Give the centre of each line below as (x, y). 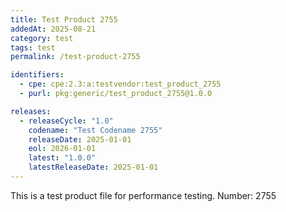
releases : (31, 111)
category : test (42, 38)
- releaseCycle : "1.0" (66, 121)
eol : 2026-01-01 (62, 149)
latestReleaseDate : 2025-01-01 (93, 167)
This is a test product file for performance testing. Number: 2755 (143, 195)
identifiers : (37, 75)
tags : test (33, 47)
